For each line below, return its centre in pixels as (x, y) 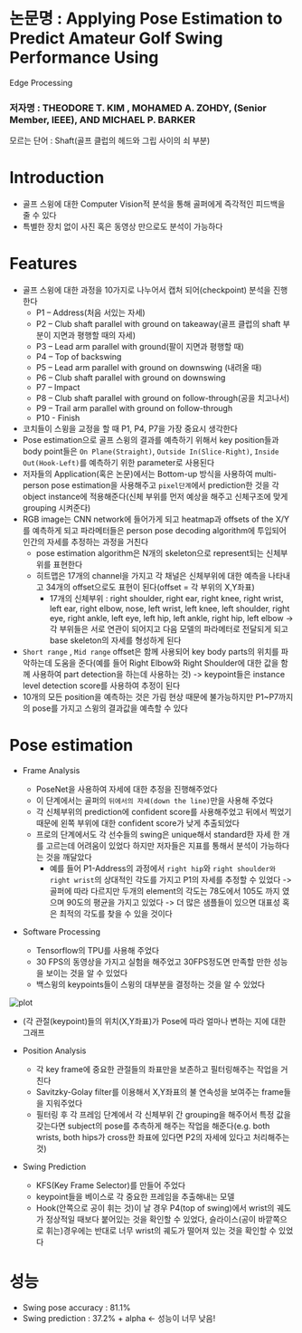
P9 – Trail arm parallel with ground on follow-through (134, 408)
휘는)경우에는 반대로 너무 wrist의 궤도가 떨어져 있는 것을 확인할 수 (161, 1231)
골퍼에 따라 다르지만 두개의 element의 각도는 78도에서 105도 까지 (165, 891)
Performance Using (84, 58)
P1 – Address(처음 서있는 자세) (91, 312)
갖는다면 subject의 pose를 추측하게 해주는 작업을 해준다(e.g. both (153, 1126)
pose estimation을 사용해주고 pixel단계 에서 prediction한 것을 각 (165, 485)
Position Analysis (54, 1050)
